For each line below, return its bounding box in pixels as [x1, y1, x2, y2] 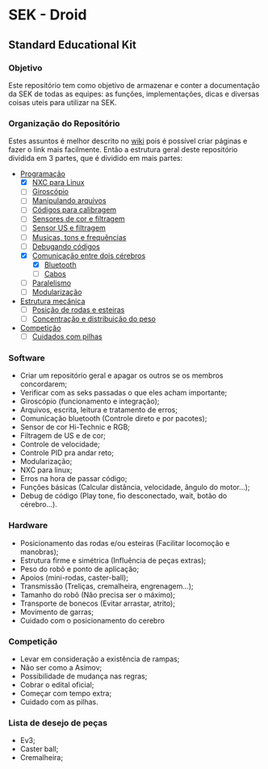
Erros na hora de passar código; [19, 474, 128, 484]
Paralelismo [31, 277, 71, 288]
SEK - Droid [8, 6, 87, 24]
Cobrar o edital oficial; [19, 680, 94, 690]
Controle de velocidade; [19, 439, 101, 450]
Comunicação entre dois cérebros [31, 251, 146, 260]
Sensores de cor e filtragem [31, 214, 125, 224]
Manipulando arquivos [31, 196, 107, 205]
